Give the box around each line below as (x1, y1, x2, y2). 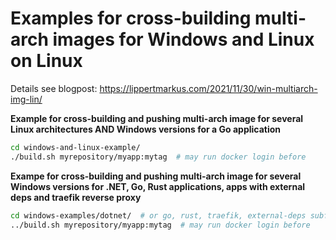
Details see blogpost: (10, 82, 98, 94)
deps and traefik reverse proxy (10, 191, 142, 203)
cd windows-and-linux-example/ (10, 142, 141, 152)
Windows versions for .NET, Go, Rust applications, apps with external (10, 180, 306, 192)
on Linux (10, 50, 83, 72)
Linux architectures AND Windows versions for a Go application (10, 123, 282, 135)
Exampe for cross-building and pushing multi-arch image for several (10, 170, 302, 182)
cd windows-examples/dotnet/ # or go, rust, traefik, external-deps (10, 210, 307, 221)
